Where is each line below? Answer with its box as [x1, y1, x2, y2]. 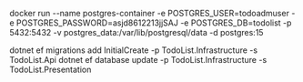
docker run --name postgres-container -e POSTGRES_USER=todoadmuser [9, 8, 289, 18]
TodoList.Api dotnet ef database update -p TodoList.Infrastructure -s [9, 55, 268, 65]
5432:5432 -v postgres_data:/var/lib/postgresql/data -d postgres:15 [9, 27, 264, 37]
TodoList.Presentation [9, 64, 92, 75]
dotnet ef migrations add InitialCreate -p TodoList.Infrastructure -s [9, 45, 258, 56]
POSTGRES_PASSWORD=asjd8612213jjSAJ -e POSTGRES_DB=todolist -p [16, 17, 292, 28]
